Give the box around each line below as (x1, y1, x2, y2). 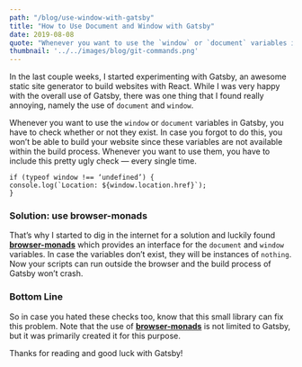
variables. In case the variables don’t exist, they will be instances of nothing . (9, 249, 292, 260)
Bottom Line (9, 291, 63, 303)
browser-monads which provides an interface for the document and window (9, 239, 285, 250)
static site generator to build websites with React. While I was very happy (9, 81, 280, 92)
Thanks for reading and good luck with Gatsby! (9, 347, 183, 358)
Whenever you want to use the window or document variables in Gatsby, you (9, 118, 285, 129)
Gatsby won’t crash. (9, 268, 84, 279)
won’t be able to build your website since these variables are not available (9, 137, 283, 148)
